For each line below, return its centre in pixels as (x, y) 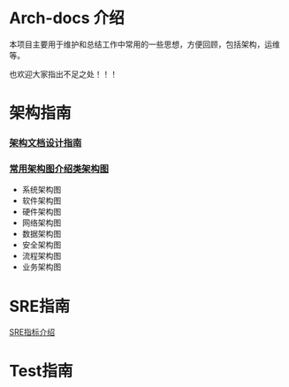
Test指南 (41, 371)
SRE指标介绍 (32, 332)
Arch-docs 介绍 (67, 18)
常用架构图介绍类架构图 (59, 169)
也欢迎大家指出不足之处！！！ (63, 74)
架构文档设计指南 (46, 143)
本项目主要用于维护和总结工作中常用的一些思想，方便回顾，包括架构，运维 (144, 44)
